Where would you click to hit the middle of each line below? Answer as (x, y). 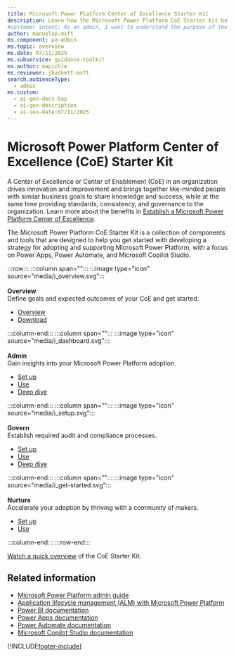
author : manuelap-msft (40, 33)
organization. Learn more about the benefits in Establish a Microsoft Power (116, 211)
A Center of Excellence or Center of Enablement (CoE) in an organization (112, 181)
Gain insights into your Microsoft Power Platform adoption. (92, 363)
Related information (52, 578)
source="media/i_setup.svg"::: (51, 413)
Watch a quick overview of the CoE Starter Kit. (74, 556)
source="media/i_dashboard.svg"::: (59, 340)
